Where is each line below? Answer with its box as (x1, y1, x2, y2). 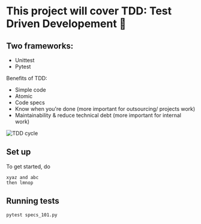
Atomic (14, 93, 33, 99)
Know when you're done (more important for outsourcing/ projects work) (14, 105, 196, 112)
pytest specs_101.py (6, 211, 58, 218)
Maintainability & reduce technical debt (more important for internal (14, 112, 182, 119)
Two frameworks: (6, 41, 74, 51)
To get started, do (6, 163, 51, 170)
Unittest (14, 57, 35, 63)
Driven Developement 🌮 (6, 17, 127, 31)
